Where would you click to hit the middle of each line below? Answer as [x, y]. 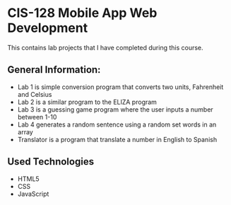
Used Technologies [51, 162]
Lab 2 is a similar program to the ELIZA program [87, 102]
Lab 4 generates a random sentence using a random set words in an [117, 124]
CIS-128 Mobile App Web [82, 13]
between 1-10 [37, 117]
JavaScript [33, 194]
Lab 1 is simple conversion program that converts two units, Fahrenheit [120, 87]
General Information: [54, 70]
